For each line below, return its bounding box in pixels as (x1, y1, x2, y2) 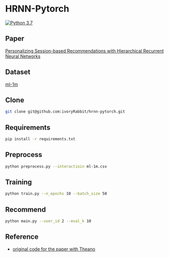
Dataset (5, 68, 31, 76)
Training (5, 178, 32, 187)
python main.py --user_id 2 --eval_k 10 (5, 219, 92, 224)
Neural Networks (5, 53, 41, 59)
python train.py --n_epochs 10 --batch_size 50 (5, 191, 107, 196)
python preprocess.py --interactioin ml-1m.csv (5, 164, 107, 169)
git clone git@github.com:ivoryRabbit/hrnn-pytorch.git (5, 109, 125, 114)
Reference (5, 233, 39, 241)
